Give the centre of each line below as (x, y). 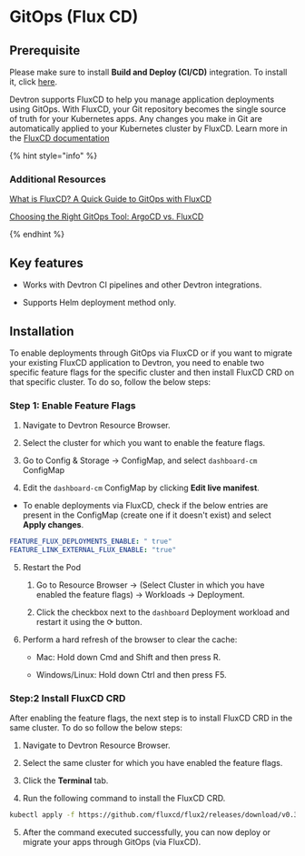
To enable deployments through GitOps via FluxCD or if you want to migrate (151, 353)
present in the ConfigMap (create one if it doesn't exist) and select (147, 515)
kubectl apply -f (42, 815)
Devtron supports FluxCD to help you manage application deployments (142, 99)
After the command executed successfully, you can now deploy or (146, 832)
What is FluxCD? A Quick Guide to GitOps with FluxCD (110, 199)
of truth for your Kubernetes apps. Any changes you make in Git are (136, 119)
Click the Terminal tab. (65, 780)
